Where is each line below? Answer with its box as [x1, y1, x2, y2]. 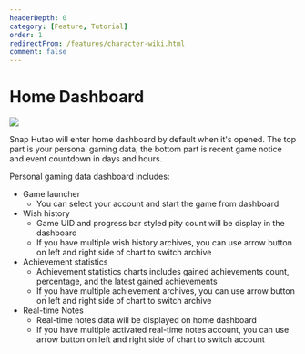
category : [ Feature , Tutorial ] [9, 22, 128, 31]
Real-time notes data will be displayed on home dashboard [36, 315, 257, 326]
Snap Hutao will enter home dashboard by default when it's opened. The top [9, 134, 297, 145]
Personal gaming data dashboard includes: [9, 171, 170, 182]
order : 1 [9, 30, 43, 39]
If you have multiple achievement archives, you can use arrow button [36, 286, 296, 297]
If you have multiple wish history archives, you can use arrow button [36, 237, 293, 248]
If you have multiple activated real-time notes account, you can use [36, 325, 290, 336]
